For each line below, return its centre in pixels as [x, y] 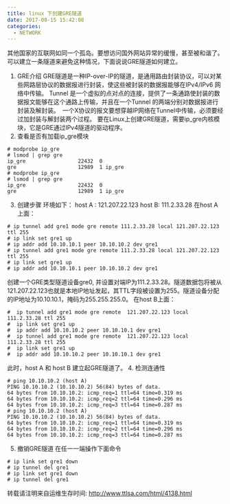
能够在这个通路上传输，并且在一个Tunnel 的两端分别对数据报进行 [127, 102]
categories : [24, 26]
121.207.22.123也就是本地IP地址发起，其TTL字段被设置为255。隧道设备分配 [113, 291]
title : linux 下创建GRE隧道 [45, 13]
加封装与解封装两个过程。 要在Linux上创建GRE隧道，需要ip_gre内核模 [122, 119]
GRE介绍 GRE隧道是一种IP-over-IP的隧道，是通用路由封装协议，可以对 [116, 76]
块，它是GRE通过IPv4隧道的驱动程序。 [72, 128]
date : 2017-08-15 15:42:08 [46, 20]
